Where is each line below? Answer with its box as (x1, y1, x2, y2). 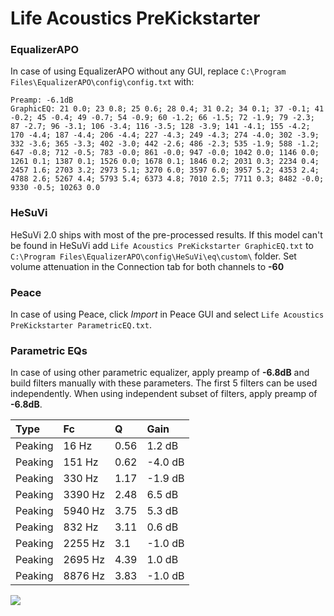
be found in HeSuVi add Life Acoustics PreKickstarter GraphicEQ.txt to (10, 239, 314, 251)
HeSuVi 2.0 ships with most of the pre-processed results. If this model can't (10, 228, 323, 241)
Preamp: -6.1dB (10, 95, 74, 106)
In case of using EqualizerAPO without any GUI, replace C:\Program (10, 65, 287, 77)
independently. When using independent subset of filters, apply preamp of (10, 388, 318, 400)
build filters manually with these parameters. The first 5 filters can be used (10, 377, 318, 389)
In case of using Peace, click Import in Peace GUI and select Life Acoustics (10, 308, 325, 321)
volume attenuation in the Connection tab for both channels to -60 (10, 260, 285, 272)
